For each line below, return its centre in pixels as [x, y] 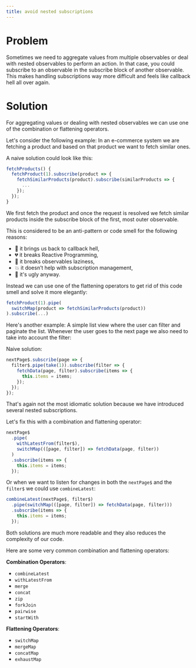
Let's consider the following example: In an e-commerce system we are [93, 140]
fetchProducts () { [29, 169]
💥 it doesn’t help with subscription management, [74, 268]
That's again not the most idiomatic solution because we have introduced [95, 404]
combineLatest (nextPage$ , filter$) [50, 500]
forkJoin [25, 605]
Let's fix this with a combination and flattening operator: [74, 422]
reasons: [17, 237]
